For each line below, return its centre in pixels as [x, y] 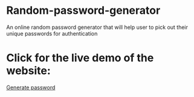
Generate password [31, 87]
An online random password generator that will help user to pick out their [97, 27]
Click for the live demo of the [80, 58]
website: [29, 71]
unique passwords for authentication [52, 33]
